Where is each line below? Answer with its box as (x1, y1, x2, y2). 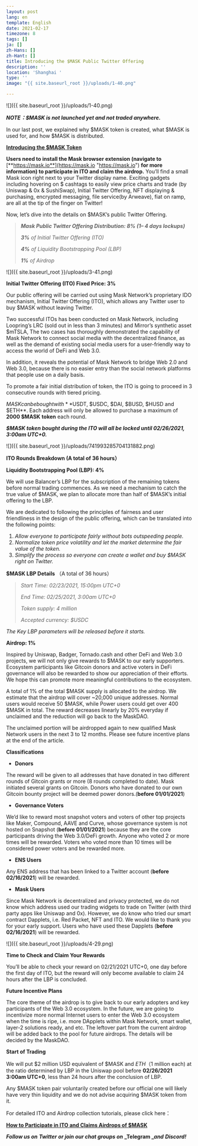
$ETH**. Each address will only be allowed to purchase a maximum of (6, 407, 178, 414)
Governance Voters (14, 802, 64, 809)
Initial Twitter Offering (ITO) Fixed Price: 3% (6, 280, 116, 287)
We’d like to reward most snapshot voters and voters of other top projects (6, 814, 186, 820)
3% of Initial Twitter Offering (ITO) (20, 234, 105, 241)
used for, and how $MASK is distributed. (6, 132, 105, 139)
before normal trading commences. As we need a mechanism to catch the (6, 484, 187, 491)
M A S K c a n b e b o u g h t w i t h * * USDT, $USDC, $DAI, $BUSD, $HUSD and (6, 401, 174, 407)
